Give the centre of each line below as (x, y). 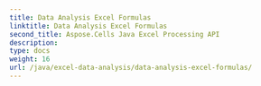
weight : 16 (30, 59)
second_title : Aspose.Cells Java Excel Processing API (115, 34)
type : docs (30, 51)
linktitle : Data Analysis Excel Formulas (89, 26)
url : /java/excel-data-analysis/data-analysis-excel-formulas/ (131, 68)
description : (34, 43)
